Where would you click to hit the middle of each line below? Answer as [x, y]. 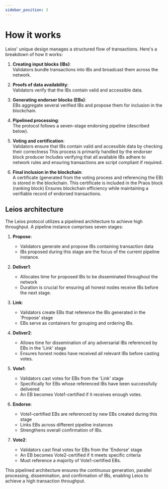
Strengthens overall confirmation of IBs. [61, 430]
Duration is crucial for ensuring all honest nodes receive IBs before [89, 287]
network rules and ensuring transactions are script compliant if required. [88, 162]
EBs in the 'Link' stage [43, 348]
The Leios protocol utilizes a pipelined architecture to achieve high [74, 222]
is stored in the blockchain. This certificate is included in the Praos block [88, 183]
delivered [30, 389]
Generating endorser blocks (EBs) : [49, 100]
